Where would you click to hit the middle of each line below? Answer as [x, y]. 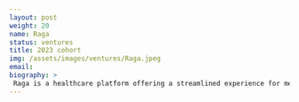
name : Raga [29, 34]
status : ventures [41, 42]
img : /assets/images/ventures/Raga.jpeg [85, 59]
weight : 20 [29, 26]
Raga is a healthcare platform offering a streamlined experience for [146, 83]
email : [21, 67]
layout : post [33, 17]
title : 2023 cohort [45, 51]
